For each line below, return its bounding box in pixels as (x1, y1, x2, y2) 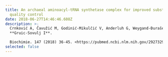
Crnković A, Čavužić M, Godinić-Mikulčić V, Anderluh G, (9, 26, 131, 31)
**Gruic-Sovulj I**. (9, 30, 52, 35)
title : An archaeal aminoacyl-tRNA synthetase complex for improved (5, 7, 151, 12)
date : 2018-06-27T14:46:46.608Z (5, 16, 72, 21)
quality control (9, 12, 43, 17)
